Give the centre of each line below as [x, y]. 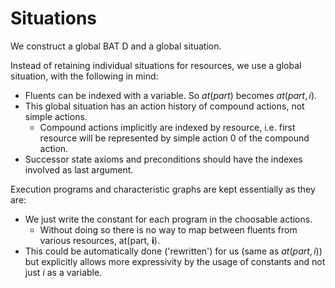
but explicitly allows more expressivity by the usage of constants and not [175, 261]
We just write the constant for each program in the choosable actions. [168, 219]
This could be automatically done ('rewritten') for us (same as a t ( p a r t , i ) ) [173, 251]
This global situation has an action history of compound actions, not [164, 106]
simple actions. [56, 116]
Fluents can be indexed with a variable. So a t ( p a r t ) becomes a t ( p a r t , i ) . [171, 95]
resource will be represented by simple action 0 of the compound [174, 138]
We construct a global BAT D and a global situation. [116, 46]
